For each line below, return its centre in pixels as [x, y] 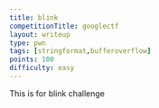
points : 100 [32, 59]
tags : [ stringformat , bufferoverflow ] [80, 51]
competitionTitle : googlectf [64, 26]
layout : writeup [40, 34]
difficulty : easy [42, 68]
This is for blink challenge [57, 93]
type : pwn [28, 43]
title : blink [34, 18]
